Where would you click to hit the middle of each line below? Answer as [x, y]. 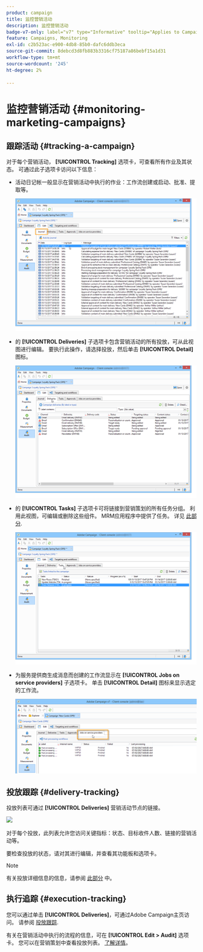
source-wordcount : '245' [37, 64]
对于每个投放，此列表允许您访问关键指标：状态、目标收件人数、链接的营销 [99, 833]
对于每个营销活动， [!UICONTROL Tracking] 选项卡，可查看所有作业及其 [97, 162]
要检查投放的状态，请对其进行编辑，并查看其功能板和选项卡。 [83, 853]
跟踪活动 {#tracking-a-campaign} [71, 146]
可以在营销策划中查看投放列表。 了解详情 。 [77, 942]
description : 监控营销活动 [37, 25]
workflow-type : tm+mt [34, 57]
